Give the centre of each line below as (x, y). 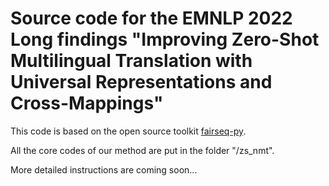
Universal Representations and (141, 82)
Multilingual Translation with (131, 61)
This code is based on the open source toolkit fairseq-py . (128, 131)
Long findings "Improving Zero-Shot (165, 39)
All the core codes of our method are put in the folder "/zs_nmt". (142, 150)
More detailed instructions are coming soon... (104, 169)
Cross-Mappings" (87, 103)
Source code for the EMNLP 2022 (151, 18)
